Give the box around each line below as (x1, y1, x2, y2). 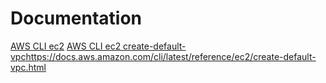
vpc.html (10, 61, 47, 73)
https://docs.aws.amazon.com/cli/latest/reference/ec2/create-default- (25, 50, 317, 62)
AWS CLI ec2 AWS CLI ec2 (10, 40, 122, 52)
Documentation (10, 7, 143, 30)
